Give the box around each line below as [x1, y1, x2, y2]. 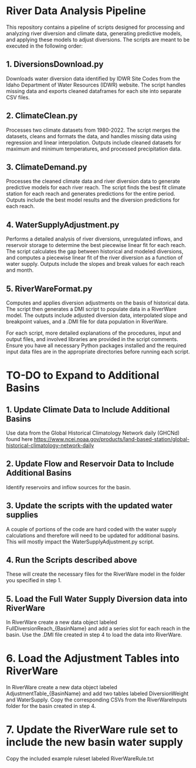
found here [6, 436, 33, 442]
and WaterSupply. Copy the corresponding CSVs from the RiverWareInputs [6, 696, 187, 703]
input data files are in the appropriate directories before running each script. [6, 348, 190, 355]
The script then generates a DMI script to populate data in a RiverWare [6, 306, 177, 312]
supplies [6, 510, 38, 520]
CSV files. [6, 94, 31, 101]
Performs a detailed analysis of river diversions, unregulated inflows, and [6, 235, 183, 242]
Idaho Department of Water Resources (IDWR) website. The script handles [6, 81, 186, 88]
